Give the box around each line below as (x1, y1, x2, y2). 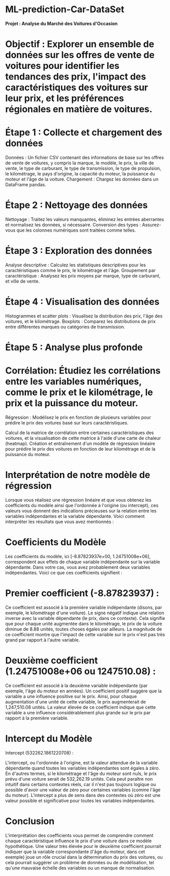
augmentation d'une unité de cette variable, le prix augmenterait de (5, 698, 146, 705)
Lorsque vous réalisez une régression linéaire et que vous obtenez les (5, 496, 152, 503)
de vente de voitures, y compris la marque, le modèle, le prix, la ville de (5, 160, 154, 166)
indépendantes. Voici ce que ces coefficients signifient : (5, 569, 123, 575)
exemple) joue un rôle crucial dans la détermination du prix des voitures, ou (5, 854, 163, 860)
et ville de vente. (5, 278, 40, 284)
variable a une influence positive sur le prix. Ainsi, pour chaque (5, 693, 137, 699)
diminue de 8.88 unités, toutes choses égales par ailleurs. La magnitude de (5, 626, 162, 632)
